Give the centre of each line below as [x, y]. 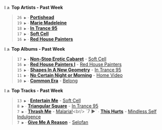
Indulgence [29, 117]
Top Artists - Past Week [37, 7]
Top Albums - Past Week [38, 49]
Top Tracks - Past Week [37, 91]
